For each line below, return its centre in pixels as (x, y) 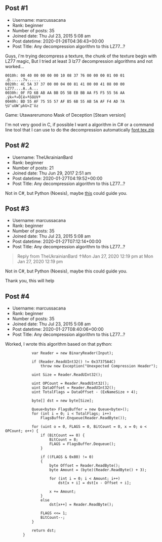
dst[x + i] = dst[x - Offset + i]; (95, 483)
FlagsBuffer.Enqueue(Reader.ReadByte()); (83, 418)
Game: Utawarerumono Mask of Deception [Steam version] (65, 115)
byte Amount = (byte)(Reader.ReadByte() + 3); (98, 470)
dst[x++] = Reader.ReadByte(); (81, 505)
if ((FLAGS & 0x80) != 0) (67, 457)
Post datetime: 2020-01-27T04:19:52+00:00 (57, 178)
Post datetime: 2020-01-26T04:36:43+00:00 (58, 41)
